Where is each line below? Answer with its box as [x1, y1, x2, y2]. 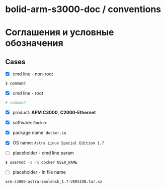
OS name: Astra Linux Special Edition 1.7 [12, 140, 104, 146]
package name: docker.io [12, 130, 66, 136]
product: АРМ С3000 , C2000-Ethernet [12, 110, 96, 116]
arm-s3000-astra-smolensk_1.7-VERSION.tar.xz [5, 179, 102, 184]
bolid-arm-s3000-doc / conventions [5, 4, 161, 15]
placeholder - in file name [12, 169, 66, 175]
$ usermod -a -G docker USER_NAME [5, 160, 78, 165]
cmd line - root [12, 90, 44, 97]
